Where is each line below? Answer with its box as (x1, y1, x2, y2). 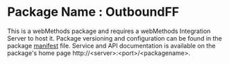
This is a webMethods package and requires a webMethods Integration (7, 27, 211, 35)
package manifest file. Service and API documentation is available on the (7, 41, 216, 50)
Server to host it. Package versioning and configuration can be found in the (7, 34, 222, 42)
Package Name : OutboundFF (7, 4, 179, 20)
